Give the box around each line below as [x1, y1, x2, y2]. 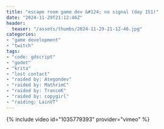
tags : [6, 48, 20, 55]
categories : [6, 31, 36, 38]
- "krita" [6, 65, 32, 71]
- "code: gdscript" [6, 54, 56, 60]
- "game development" [6, 37, 61, 43]
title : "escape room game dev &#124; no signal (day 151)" [6, 8, 159, 15]
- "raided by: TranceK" [6, 88, 67, 94]
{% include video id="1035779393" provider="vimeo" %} [6, 116, 150, 123]
